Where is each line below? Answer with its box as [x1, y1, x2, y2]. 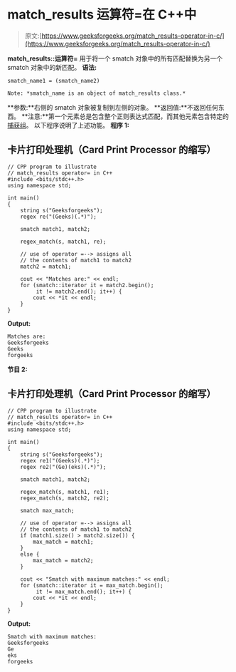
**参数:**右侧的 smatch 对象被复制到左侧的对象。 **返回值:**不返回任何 [7, 103, 219, 111]
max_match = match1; [33, 538, 94, 545]
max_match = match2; [33, 557, 94, 564]
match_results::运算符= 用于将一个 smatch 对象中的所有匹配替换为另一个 [7, 54, 223, 63]
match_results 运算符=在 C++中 [7, 6, 197, 23]
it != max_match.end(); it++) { [36, 588, 132, 595]
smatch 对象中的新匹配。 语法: [7, 63, 97, 71]
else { [20, 550, 40, 558]
